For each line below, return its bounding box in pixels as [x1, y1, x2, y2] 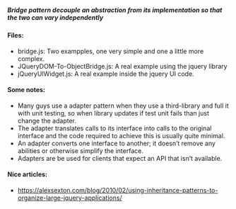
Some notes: [7, 86, 46, 94]
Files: [7, 30, 24, 39]
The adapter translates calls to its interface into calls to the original [17, 124, 212, 132]
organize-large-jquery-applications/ [17, 193, 122, 202]
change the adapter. [17, 116, 76, 125]
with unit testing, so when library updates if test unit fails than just [17, 108, 210, 117]
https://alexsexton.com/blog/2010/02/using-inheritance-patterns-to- [17, 186, 218, 194]
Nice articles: [7, 170, 48, 179]
